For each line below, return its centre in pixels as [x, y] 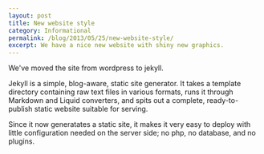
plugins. [21, 141]
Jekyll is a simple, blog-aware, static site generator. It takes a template [125, 84]
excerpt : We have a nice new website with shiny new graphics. [116, 45]
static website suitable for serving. [91, 109]
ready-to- [223, 101]
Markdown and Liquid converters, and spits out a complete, [107, 101]
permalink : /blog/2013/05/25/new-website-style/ [91, 38]
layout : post [30, 16]
